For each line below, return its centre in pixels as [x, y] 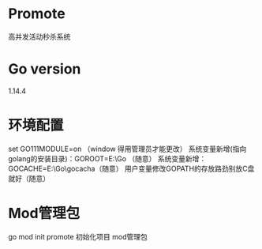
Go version [45, 69]
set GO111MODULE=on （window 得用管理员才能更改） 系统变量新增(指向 [127, 149]
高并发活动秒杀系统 [39, 36]
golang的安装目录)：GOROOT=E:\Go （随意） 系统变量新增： [107, 158]
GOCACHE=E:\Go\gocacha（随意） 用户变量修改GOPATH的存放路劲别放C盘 [131, 168]
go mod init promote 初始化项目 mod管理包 [78, 236]
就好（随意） [29, 178]
